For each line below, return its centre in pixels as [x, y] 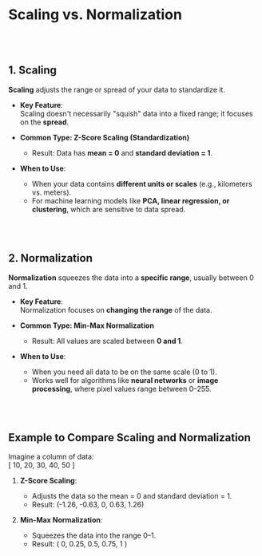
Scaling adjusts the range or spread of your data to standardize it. [117, 89]
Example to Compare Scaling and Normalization [130, 438]
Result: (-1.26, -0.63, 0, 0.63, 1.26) [88, 505]
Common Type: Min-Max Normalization [87, 325]
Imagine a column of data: [51, 457]
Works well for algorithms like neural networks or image [125, 380]
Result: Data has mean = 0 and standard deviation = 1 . [122, 152]
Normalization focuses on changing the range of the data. [116, 310]
